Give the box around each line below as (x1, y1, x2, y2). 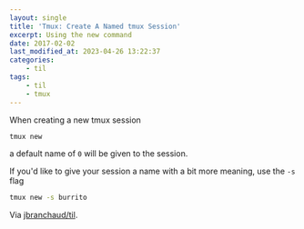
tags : (9, 73, 30, 82)
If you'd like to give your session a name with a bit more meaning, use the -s (9, 165, 296, 177)
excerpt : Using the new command (9, 30, 132, 39)
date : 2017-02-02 (9, 38, 76, 48)
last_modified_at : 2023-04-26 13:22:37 (9, 47, 161, 56)
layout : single (9, 13, 67, 23)
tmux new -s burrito (9, 193, 88, 203)
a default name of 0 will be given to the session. (9, 148, 188, 159)
